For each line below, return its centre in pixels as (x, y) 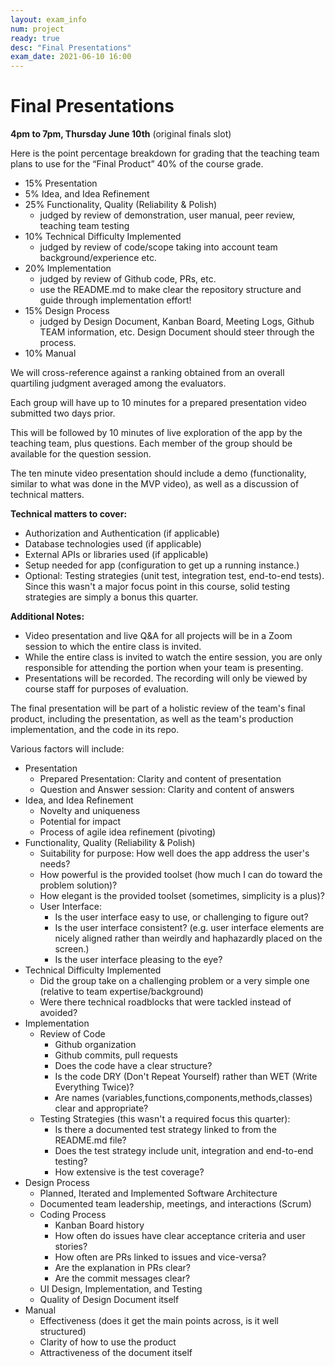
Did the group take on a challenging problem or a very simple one (174, 981)
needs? (55, 864)
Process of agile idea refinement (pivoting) (128, 832)
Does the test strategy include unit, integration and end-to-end (184, 1151)
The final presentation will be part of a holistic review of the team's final (158, 708)
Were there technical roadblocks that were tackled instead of (165, 1002)
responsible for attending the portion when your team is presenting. (164, 668)
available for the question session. (81, 454)
